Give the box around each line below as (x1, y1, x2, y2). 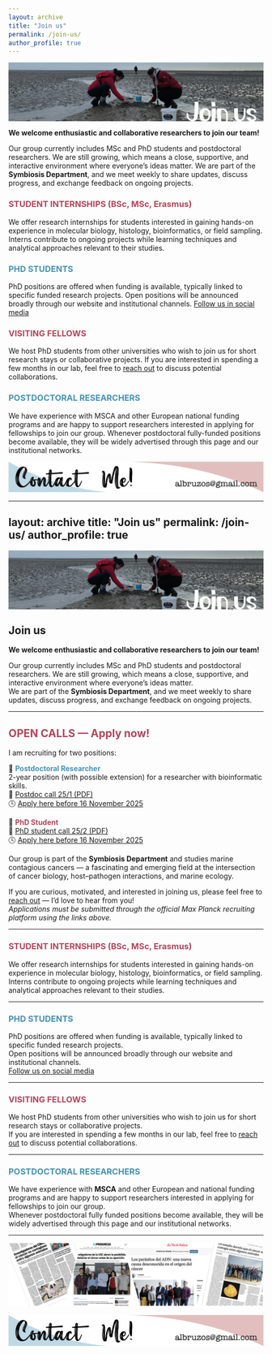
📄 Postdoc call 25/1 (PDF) (8, 790, 93, 800)
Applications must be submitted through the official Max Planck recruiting (8, 904, 255, 914)
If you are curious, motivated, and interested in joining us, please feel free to (8, 887, 263, 897)
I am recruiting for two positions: (8, 748, 117, 758)
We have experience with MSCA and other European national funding (8, 411, 240, 420)
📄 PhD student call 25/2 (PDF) (8, 826, 108, 836)
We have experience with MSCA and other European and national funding (8, 1184, 255, 1194)
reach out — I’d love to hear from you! (8, 895, 135, 905)
